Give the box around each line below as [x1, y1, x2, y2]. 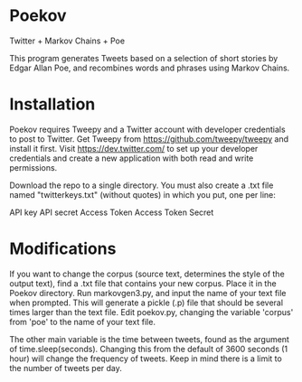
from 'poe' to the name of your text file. [9, 316, 156, 327]
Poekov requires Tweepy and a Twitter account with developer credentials [9, 124, 287, 135]
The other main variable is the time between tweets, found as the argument [9, 333, 289, 344]
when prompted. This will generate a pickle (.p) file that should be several [9, 297, 283, 308]
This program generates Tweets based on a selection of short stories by [9, 52, 278, 63]
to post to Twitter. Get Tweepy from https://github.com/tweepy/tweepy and [9, 133, 289, 144]
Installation [9, 94, 96, 115]
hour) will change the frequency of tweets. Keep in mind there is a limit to [9, 353, 282, 364]
